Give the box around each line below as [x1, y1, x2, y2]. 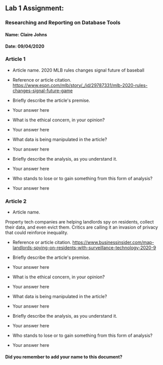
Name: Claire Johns [5, 31, 48, 37]
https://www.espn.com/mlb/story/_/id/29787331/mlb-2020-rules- [12, 82, 148, 88]
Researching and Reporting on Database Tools [5, 19, 121, 26]
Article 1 [5, 55, 26, 62]
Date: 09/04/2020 [5, 43, 45, 49]
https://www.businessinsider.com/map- [72, 239, 154, 246]
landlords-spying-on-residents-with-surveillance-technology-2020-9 [12, 245, 156, 251]
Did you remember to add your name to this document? [5, 353, 123, 359]
